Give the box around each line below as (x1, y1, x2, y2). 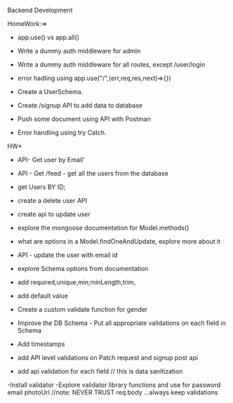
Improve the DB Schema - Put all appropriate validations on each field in (17, 319, 226, 327)
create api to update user (17, 210, 91, 218)
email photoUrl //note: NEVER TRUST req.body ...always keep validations (7, 388, 218, 396)
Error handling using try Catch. (17, 128, 107, 136)
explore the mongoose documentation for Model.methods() (17, 224, 189, 232)
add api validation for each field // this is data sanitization (17, 367, 183, 375)
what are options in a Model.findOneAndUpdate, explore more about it (17, 237, 221, 245)
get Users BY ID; (17, 183, 66, 191)
